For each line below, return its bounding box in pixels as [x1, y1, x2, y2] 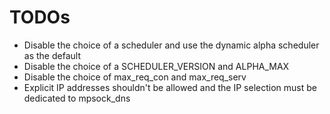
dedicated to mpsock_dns [23, 92, 131, 104]
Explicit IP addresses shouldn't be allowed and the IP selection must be [23, 81, 317, 93]
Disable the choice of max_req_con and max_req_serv [23, 71, 247, 83]
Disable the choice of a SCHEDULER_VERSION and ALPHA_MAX [23, 60, 290, 72]
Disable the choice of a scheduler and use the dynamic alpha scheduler [23, 39, 320, 51]
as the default [23, 49, 81, 61]
